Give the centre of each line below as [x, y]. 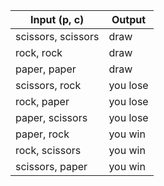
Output [129, 19]
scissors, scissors [57, 36]
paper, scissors [51, 117]
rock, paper [42, 101]
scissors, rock [48, 85]
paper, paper [46, 69]
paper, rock [42, 134]
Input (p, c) [57, 19]
